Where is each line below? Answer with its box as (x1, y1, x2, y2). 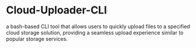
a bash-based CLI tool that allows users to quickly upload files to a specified (6, 23, 190, 30)
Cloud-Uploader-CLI (6, 4, 107, 17)
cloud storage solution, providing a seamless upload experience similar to (6, 29, 184, 36)
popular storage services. (6, 35, 68, 42)
